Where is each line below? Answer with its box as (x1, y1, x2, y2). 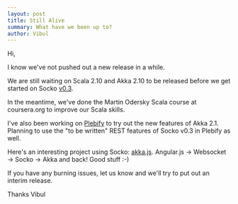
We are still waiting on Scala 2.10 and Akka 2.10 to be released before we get (7, 77, 231, 85)
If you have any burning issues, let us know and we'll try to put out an (7, 169, 210, 177)
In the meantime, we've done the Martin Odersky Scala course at (7, 98, 197, 107)
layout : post (7, 10, 46, 18)
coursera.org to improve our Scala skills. (7, 105, 125, 114)
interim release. (7, 176, 53, 185)
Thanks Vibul (7, 190, 46, 198)
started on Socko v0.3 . (7, 84, 74, 92)
